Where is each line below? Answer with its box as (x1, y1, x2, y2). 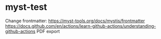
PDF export (36, 28, 60, 34)
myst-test (5, 1, 48, 13)
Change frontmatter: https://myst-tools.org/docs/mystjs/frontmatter (5, 18, 145, 24)
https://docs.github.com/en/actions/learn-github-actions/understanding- (5, 23, 156, 29)
